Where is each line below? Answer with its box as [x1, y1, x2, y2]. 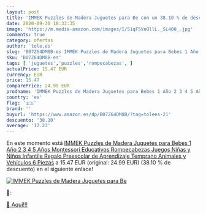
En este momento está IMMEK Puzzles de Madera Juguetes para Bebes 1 [6, 139, 192, 147]
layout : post [6, 9, 40, 15]
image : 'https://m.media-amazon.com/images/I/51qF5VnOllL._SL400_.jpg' [6, 26, 193, 32]
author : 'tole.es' [6, 43, 53, 50]
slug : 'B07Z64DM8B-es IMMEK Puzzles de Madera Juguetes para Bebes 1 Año [6, 49, 199, 55]
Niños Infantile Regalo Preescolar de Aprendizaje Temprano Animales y [6, 152, 186, 160]
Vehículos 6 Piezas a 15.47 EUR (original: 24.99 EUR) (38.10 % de [6, 159, 171, 166]
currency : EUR [6, 72, 43, 78]
